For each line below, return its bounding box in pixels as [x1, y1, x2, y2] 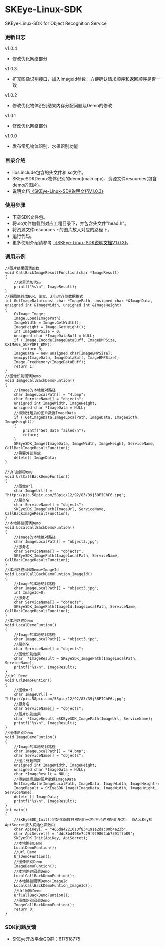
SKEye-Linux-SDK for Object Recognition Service [5, 20, 107, 26]
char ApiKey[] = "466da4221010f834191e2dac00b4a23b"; [14, 827, 128, 832]
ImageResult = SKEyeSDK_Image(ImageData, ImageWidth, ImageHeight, [14, 786, 157, 791]
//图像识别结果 [14, 652, 41, 657]
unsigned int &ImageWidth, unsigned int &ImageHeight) [5, 303, 122, 308]
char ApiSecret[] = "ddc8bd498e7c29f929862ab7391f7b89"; [14, 831, 135, 836]
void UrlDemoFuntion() [5, 678, 52, 683]
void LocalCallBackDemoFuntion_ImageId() [5, 572, 93, 577]
